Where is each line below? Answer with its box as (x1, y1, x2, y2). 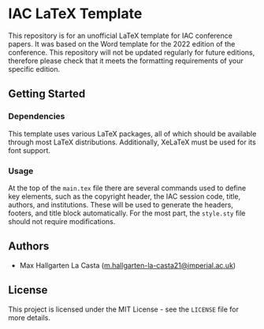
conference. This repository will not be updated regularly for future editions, (8, 47, 255, 57)
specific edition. (8, 64, 61, 73)
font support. (8, 145, 51, 155)
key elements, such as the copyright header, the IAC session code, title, (8, 191, 241, 201)
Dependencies (8, 111, 65, 122)
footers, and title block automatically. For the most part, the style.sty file (8, 208, 246, 218)
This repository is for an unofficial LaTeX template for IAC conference (8, 31, 232, 40)
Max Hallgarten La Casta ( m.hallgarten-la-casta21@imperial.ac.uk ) (19, 260, 236, 270)
